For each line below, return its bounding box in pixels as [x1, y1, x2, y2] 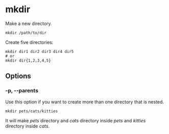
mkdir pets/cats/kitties [5, 109, 58, 114]
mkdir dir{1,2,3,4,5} [5, 58, 51, 63]
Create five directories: [5, 39, 53, 45]
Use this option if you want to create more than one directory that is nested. [5, 98, 164, 105]
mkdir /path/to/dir [5, 30, 47, 35]
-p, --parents [5, 87, 39, 94]
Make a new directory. [5, 20, 52, 26]
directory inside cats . [5, 123, 50, 129]
